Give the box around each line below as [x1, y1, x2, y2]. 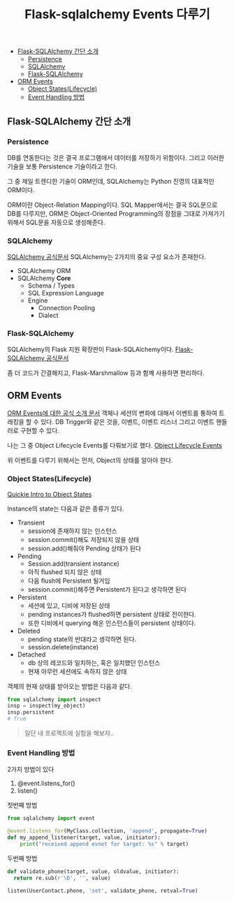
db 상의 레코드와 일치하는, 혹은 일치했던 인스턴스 [27, 658, 161, 667]
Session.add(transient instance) [27, 559, 120, 568]
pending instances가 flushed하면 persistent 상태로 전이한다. [27, 610, 197, 618]
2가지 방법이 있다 [7, 766, 54, 774]
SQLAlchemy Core [17, 274, 71, 283]
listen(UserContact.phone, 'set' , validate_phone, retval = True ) [7, 887, 198, 894]
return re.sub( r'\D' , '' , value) [13, 874, 111, 881]
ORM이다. [7, 186, 35, 194]
